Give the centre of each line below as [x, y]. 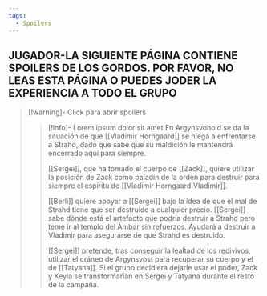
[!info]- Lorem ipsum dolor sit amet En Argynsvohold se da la [148, 128]
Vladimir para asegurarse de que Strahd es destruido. [137, 235]
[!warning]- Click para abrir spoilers [87, 112]
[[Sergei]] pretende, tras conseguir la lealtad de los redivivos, [149, 251]
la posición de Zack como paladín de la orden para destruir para [154, 178]
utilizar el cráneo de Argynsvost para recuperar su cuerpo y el [151, 259]
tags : [17, 16]
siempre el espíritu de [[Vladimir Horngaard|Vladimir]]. [138, 186]
